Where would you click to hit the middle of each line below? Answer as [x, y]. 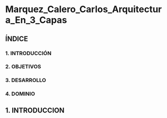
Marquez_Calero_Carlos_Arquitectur [83, 9]
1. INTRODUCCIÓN [28, 53]
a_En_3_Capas [36, 20]
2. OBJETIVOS [23, 67]
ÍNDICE [17, 39]
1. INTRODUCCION [35, 110]
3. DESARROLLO [26, 81]
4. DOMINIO [20, 94]
